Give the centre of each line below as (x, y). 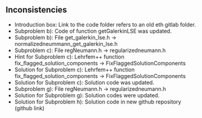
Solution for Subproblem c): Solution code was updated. (84, 82)
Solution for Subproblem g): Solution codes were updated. (87, 95)
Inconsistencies (36, 10)
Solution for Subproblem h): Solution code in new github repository (98, 102)
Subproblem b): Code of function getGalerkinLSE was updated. (93, 31)
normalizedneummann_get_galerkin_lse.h (66, 44)
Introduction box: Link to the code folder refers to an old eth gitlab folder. (105, 24)
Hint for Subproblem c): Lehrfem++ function (69, 56)
